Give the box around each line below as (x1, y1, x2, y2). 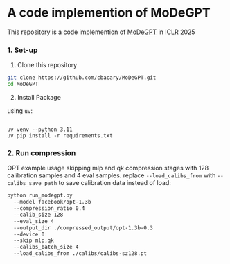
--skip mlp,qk (13, 237, 54, 244)
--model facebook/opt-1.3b (13, 199, 91, 206)
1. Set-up (7, 45, 38, 55)
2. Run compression (7, 148, 76, 157)
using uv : (7, 106, 33, 115)
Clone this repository (17, 61, 78, 69)
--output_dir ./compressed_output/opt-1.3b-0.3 (13, 224, 154, 231)
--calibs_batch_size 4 (13, 244, 79, 251)
